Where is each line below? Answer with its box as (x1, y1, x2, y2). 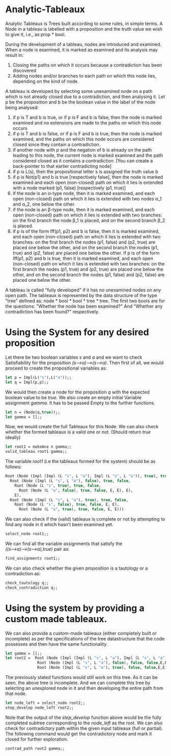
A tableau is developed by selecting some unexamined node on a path (5, 88, 153, 94)
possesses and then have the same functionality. (5, 641, 108, 647)
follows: (5, 464, 22, 470)
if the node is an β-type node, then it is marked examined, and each (12, 206, 155, 212)
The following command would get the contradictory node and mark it (5, 730, 152, 737)
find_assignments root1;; (5, 556, 60, 561)
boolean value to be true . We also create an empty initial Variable (5, 394, 141, 400)
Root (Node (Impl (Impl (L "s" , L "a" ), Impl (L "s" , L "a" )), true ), (5, 474, 158, 479)
